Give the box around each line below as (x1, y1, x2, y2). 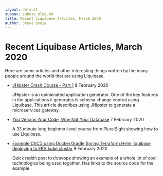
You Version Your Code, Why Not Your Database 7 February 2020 (12, 117, 144, 123)
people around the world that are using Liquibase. (5, 73, 105, 79)
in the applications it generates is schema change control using (12, 97, 139, 103)
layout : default (5, 7, 38, 12)
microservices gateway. (12, 107, 60, 113)
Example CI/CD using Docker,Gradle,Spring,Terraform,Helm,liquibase (12, 141, 151, 146)
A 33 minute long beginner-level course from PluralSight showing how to (12, 126, 158, 132)
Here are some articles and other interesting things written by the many (5, 68, 148, 74)
